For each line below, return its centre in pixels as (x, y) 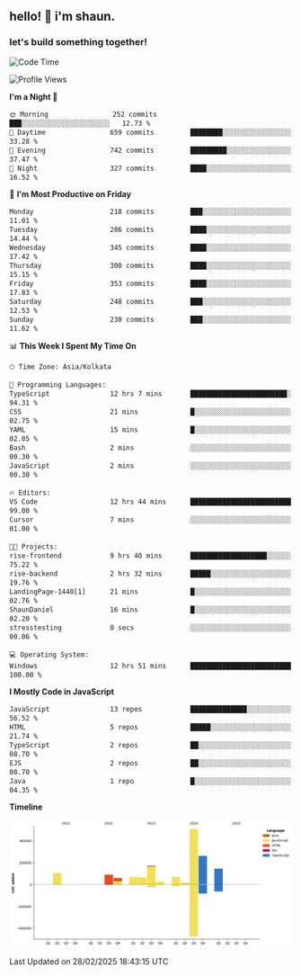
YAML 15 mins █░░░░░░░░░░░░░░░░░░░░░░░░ (150, 430)
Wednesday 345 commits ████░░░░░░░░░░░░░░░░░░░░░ (150, 247)
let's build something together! (79, 42)
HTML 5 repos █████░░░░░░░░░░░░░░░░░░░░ (150, 727)
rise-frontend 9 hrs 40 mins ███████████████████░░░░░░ (150, 555)
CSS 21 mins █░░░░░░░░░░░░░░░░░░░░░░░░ (150, 412)
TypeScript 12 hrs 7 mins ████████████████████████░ (150, 394)
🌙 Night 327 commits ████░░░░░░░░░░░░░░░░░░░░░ (150, 168)
